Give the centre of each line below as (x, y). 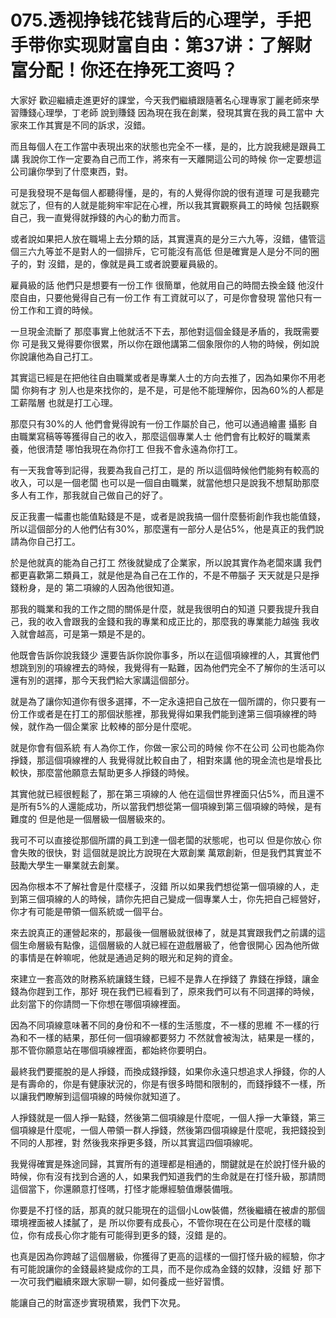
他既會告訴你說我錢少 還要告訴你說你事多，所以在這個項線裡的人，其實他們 (165, 655)
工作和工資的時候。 (58, 310)
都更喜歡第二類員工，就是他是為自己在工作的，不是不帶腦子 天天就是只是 (160, 575)
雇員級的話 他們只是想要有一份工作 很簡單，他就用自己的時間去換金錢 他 (158, 285)
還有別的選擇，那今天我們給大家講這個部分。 (102, 680)
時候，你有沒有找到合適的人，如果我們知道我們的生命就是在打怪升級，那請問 (168, 1176)
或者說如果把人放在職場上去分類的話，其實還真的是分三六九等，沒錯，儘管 (163, 238)
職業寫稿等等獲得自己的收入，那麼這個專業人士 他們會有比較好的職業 (160, 436)
